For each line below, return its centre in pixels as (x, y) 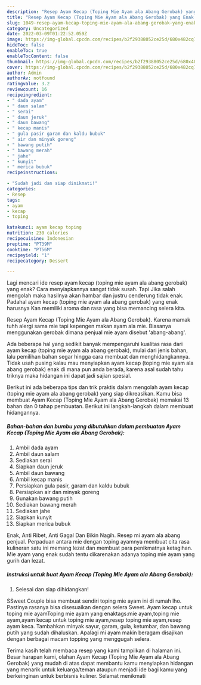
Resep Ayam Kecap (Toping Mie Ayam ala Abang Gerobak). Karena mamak (98, 320)
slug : (13, 23)
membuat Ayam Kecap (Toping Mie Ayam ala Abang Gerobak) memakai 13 (98, 400)
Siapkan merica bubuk (43, 524)
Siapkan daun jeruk (39, 467)
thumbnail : (20, 61)
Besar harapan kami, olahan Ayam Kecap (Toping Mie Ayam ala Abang (93, 657)
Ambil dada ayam (37, 448)
